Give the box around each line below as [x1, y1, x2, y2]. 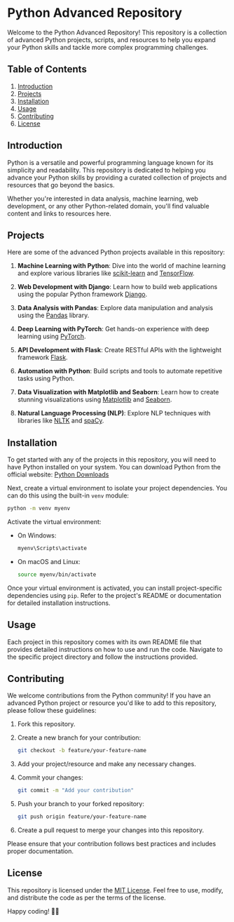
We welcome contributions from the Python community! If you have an [7, 691, 212, 700]
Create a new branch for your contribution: [17, 733, 142, 742]
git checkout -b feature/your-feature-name [17, 747, 147, 754]
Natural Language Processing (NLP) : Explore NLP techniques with [17, 409, 211, 417]
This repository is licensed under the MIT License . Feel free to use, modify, [7, 886, 223, 894]
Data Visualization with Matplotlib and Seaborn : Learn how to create [17, 388, 219, 396]
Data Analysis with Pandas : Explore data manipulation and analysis [17, 304, 214, 312]
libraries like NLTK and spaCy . [17, 416, 104, 425]
